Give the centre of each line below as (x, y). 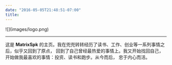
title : (12, 15)
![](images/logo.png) (27, 29)
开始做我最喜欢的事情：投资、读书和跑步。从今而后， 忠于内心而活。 (78, 57)
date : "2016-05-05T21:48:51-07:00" (43, 10)
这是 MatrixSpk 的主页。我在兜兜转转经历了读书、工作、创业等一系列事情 (83, 44)
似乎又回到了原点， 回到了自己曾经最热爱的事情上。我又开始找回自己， (89, 51)
